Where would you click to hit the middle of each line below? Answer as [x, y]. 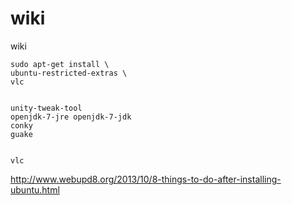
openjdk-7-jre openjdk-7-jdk [71, 117]
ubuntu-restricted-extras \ [69, 73]
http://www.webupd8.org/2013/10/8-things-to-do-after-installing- [146, 179]
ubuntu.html [35, 189]
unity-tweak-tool [46, 108]
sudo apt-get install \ [60, 64]
